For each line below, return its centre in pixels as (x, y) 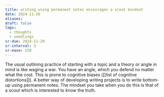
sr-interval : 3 (21, 46)
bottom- (151, 80)
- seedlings (22, 37)
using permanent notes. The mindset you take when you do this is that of (85, 85)
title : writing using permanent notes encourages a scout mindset (74, 10)
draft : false (18, 23)
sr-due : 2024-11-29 (25, 41)
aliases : (14, 19)
